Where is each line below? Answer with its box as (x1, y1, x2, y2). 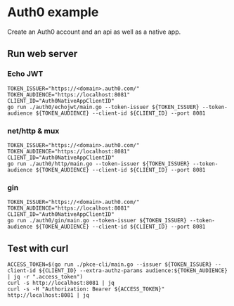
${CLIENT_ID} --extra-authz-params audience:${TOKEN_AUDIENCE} (38, 267, 228, 274)
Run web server (7, 48, 78, 60)
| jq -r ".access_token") (7, 274, 83, 281)
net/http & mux (7, 126, 60, 136)
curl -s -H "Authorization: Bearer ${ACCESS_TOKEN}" (7, 286, 165, 293)
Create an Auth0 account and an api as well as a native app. (7, 27, 181, 36)
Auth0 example (7, 4, 99, 20)
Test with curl (7, 242, 69, 254)
